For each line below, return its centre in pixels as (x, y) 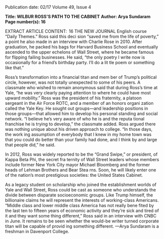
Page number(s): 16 (25, 22)
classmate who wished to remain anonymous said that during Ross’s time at (81, 87)
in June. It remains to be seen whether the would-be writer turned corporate (82, 221)
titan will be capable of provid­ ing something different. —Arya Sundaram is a (82, 226)
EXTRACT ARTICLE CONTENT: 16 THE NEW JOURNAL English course (76, 31)
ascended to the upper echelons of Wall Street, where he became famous (80, 52)
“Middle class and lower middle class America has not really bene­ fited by (80, 205)
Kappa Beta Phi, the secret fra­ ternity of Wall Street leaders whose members (82, 159)
